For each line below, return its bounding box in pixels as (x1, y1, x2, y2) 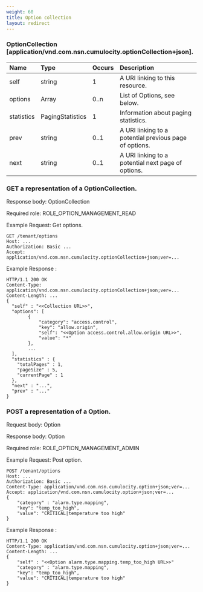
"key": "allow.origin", (38, 324, 98, 330)
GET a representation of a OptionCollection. (6, 184, 137, 193)
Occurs (92, 63, 114, 72)
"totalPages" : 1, (17, 361, 63, 367)
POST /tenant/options (6, 468, 61, 474)
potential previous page (120, 133, 187, 142)
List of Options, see (120, 91, 175, 99)
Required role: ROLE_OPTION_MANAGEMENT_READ (6, 210, 137, 217)
